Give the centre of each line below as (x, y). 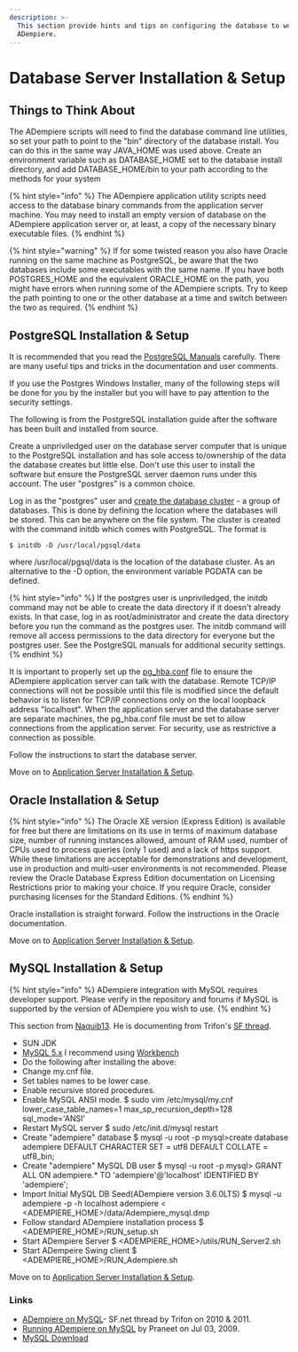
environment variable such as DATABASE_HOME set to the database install (145, 160)
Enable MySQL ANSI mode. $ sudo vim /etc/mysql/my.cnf (127, 1099)
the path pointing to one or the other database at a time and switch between (148, 298)
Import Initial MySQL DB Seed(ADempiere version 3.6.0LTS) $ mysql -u (152, 1193)
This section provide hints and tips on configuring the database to (148, 26)
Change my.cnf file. (58, 1071)
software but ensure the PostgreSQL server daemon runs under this (133, 475)
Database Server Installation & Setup (148, 78)
